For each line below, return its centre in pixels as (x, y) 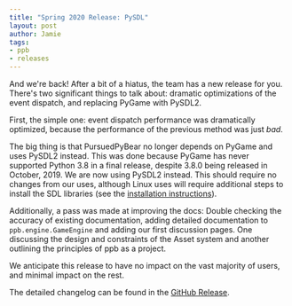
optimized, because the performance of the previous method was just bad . (146, 129)
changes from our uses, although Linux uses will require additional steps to (146, 184)
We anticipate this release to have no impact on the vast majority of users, (145, 266)
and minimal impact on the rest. (67, 275)
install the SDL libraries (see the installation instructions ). (113, 193)
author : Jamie (36, 34)
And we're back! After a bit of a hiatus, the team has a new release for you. (146, 84)
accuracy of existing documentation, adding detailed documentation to (139, 220)
